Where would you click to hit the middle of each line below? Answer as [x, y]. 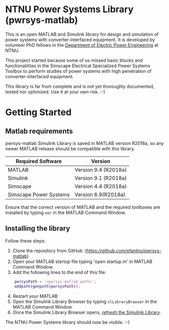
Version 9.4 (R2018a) [100, 170]
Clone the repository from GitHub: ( [49, 251]
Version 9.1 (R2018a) [100, 178]
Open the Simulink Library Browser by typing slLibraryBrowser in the [85, 302]
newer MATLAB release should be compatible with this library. [70, 148]
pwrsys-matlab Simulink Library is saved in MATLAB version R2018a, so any [84, 143]
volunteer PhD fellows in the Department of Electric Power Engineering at [82, 45]
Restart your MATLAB [35, 296]
